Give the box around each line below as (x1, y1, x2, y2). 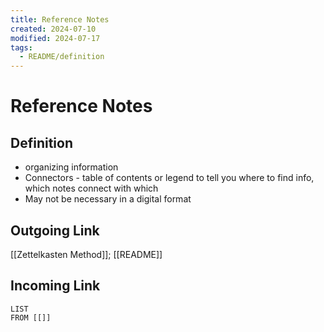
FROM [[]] (10, 312, 52, 323)
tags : (10, 42, 33, 53)
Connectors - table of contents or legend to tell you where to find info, (24, 172, 315, 184)
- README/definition (19, 52, 105, 62)
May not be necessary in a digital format (24, 193, 192, 205)
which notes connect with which (24, 182, 159, 195)
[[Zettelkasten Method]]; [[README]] (10, 248, 163, 260)
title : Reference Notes (10, 14, 110, 25)
